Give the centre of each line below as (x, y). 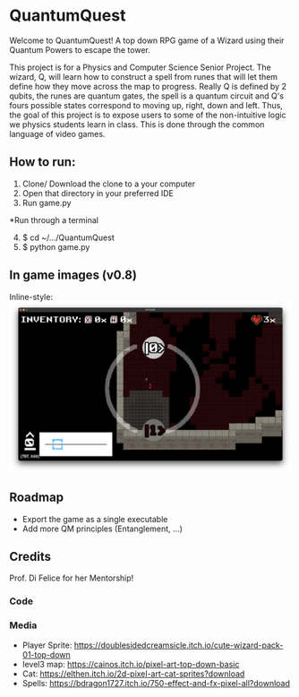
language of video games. (57, 133)
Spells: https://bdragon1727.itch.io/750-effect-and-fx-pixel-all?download (156, 683)
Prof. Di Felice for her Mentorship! (72, 578)
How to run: (43, 162)
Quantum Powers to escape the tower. (80, 49)
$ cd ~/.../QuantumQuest (68, 237)
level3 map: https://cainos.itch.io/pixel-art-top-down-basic (131, 664)
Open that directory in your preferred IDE (98, 193)
